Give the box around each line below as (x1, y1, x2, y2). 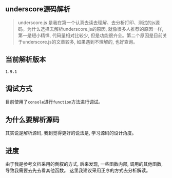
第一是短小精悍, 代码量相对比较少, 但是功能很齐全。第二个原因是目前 (17, 32, 163, 38)
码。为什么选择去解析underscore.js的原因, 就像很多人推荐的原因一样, (17, 26, 164, 32)
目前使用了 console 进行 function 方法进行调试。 (5, 99, 103, 105)
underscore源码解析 (5, 5, 70, 14)
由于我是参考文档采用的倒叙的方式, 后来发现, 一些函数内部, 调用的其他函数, (5, 161, 163, 167)
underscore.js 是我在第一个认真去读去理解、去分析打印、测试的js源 (17, 19, 160, 26)
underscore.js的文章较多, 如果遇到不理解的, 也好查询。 (22, 38, 138, 45)
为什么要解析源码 (5, 115, 60, 124)
